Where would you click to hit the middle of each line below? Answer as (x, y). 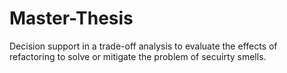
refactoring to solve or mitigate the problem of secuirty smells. (138, 56)
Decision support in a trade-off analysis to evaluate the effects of (143, 46)
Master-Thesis (71, 18)
